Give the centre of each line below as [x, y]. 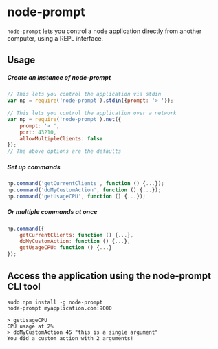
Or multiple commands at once [52, 212]
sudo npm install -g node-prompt [55, 302]
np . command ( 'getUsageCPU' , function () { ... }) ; [77, 196]
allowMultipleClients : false [61, 138]
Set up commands [34, 167]
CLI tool [24, 286]
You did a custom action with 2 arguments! [70, 338]
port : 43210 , [38, 132]
